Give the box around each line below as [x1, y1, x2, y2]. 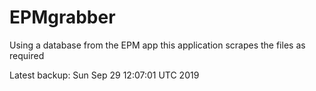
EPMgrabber [9, 6, 116, 29]
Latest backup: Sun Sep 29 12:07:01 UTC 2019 [9, 69, 200, 81]
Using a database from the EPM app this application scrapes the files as [9, 39, 306, 51]
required [9, 49, 45, 61]
